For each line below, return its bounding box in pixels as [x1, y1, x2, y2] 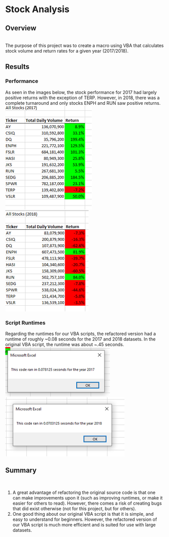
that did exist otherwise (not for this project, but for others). [12, 505, 136, 512]
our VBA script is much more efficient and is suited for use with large [12, 521, 156, 527]
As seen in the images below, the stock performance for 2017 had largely [5, 89, 157, 95]
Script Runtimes [5, 319, 46, 326]
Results [5, 62, 30, 71]
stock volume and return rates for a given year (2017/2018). [5, 48, 129, 54]
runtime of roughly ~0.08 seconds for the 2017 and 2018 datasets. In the [5, 336, 156, 342]
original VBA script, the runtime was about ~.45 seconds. [5, 341, 125, 347]
